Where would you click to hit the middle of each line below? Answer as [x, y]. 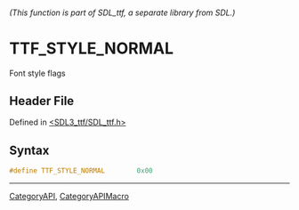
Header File [42, 101]
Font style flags [37, 73]
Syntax [29, 150]
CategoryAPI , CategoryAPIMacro [69, 197]
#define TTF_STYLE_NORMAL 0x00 [81, 171]
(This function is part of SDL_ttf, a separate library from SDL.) [122, 12]
